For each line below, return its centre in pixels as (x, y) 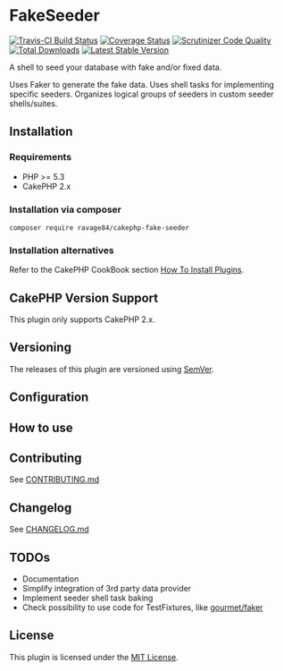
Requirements (41, 157)
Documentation (50, 579)
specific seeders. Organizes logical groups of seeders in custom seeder (141, 94)
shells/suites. (33, 103)
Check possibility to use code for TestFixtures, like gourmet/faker (142, 607)
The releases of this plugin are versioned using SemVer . (112, 369)
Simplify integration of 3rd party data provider (107, 589)
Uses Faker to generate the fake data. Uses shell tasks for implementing (142, 84)
